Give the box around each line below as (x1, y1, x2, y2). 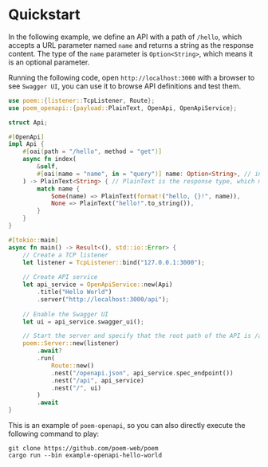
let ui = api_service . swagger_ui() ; (22, 317, 145, 326)
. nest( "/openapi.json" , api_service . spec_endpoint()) (50, 369, 234, 377)
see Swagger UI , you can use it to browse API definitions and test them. (8, 81, 242, 91)
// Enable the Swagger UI (22, 310, 109, 318)
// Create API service (22, 273, 98, 281)
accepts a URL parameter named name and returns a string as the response (8, 40, 254, 49)
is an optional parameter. (8, 57, 90, 67)
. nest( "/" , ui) (50, 384, 102, 392)
